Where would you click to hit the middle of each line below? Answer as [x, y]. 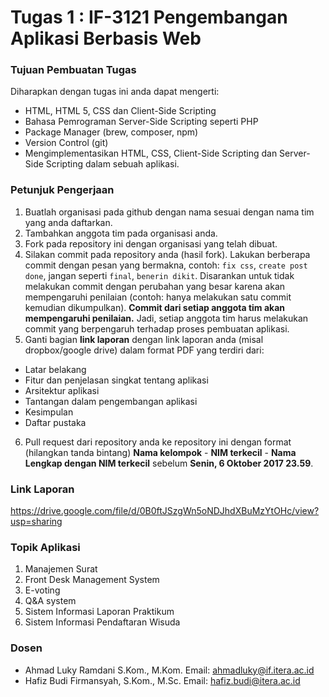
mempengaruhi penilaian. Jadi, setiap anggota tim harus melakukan [166, 318]
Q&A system [50, 601]
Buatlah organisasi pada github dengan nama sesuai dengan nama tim [169, 212]
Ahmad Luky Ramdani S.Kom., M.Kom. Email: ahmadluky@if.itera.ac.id [169, 670]
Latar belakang [55, 369]
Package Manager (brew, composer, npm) [111, 132]
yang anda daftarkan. [68, 222]
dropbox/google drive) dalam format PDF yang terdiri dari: [144, 350]
